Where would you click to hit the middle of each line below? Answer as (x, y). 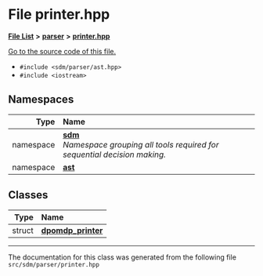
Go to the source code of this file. (62, 51)
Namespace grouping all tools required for (141, 144)
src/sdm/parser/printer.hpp (54, 264)
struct (23, 231)
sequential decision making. (114, 154)
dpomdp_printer (72, 231)
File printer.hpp (59, 15)
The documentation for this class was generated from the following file (122, 257)
